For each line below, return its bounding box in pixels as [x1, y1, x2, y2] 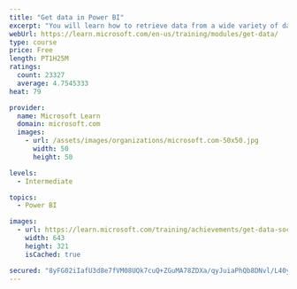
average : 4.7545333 [17, 79, 89, 88]
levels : [9, 168, 38, 177]
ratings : [9, 63, 42, 72]
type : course [9, 37, 57, 47]
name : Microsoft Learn [17, 112, 101, 121]
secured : [9, 266, 42, 275]
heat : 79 [9, 87, 42, 96]
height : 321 [25, 241, 69, 251]
